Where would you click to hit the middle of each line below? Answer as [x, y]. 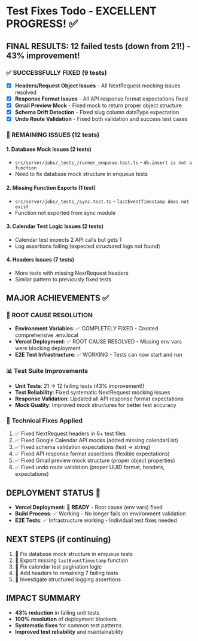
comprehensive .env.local [47, 335]
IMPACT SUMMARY [44, 598]
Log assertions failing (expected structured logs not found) [87, 246]
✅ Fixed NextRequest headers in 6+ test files [70, 434]
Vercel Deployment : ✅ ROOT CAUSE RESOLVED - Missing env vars [98, 341]
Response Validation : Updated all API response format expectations [99, 399]
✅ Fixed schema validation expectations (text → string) [83, 447]
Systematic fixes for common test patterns [68, 625]
